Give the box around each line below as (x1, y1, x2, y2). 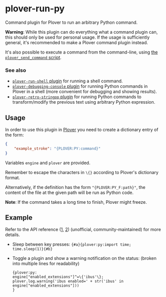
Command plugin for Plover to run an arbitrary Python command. (5, 19, 138, 25)
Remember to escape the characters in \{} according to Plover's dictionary (5, 169, 159, 175)
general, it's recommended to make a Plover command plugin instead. (5, 39, 148, 45)
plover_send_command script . (5, 54, 62, 60)
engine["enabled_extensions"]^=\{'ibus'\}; (12, 275, 104, 280)
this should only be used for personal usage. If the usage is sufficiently (5, 34, 150, 40)
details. (5, 232, 20, 238)
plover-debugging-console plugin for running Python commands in (12, 83, 148, 89)
